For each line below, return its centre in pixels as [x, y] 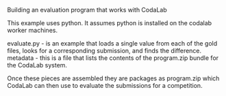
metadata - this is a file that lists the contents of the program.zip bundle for [113, 58]
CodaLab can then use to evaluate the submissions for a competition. [105, 85]
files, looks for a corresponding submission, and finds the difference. [104, 51]
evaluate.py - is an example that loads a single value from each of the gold [112, 43]
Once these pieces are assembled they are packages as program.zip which [113, 78]
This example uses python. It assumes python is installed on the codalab [110, 23]
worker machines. [33, 30]
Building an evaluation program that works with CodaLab [87, 10]
